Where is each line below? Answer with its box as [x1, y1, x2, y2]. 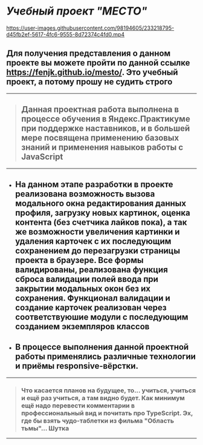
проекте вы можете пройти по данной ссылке [6, 58, 190, 68]
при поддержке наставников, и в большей [21, 123, 190, 134]
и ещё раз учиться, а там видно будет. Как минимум [21, 393, 185, 402]
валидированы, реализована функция [14, 264, 168, 275]
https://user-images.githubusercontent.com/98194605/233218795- [6, 24, 175, 32]
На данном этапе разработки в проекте [14, 179, 173, 189]
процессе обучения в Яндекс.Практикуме [21, 114, 190, 124]
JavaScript [21, 152, 63, 162]
